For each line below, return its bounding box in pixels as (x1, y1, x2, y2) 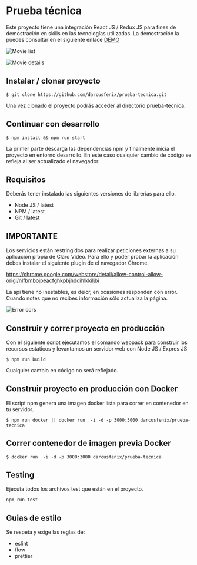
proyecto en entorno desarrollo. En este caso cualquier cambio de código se (6, 151, 192, 158)
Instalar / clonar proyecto (6, 76, 101, 86)
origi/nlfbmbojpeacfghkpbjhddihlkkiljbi (6, 277, 99, 284)
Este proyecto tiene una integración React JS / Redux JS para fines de (6, 24, 176, 31)
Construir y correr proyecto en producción (6, 323, 165, 333)
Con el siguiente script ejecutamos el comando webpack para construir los (6, 339, 188, 346)
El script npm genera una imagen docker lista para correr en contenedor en (6, 399, 189, 407)
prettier (14, 553, 33, 560)
